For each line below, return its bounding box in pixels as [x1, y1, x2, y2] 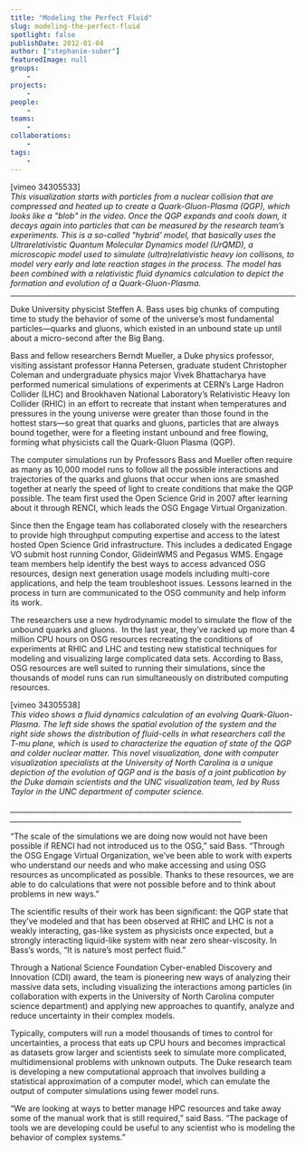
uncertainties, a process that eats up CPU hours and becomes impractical [10, 1037, 286, 1048]
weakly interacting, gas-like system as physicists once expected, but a [10, 925, 274, 936]
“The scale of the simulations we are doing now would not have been [10, 830, 268, 841]
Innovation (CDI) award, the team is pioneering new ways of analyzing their [10, 971, 291, 983]
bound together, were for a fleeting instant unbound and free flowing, [10, 427, 269, 437]
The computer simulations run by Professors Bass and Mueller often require [10, 454, 293, 465]
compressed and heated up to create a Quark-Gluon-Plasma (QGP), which [10, 200, 291, 211]
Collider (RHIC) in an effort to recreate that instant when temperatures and [10, 398, 288, 408]
